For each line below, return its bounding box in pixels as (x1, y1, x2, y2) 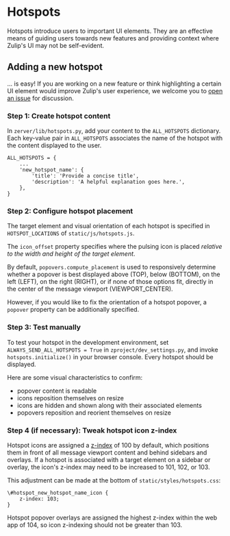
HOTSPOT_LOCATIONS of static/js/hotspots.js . (7, 229, 135, 237)
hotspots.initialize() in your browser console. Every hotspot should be (7, 352, 214, 361)
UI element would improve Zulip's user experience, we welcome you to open (7, 86, 223, 95)
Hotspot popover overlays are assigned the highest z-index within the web (7, 513, 218, 522)
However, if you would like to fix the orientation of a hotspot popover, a (7, 298, 207, 306)
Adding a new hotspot (7, 61, 103, 73)
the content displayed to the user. (7, 141, 102, 149)
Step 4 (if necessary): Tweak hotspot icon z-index (7, 426, 177, 435)
